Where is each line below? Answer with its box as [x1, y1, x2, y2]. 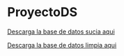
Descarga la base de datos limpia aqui [7, 41, 117, 49]
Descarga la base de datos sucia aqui [7, 27, 115, 36]
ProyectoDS [7, 4, 78, 20]
